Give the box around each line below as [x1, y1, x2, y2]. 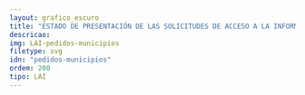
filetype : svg [9, 47, 64, 56]
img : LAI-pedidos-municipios [9, 38, 120, 48]
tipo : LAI [9, 72, 47, 81]
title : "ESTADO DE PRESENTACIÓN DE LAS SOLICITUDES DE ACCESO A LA [9, 22, 271, 31]
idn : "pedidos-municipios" [9, 55, 112, 64]
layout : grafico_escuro [9, 13, 100, 23]
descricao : [9, 30, 51, 39]
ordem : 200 [9, 64, 51, 73]
